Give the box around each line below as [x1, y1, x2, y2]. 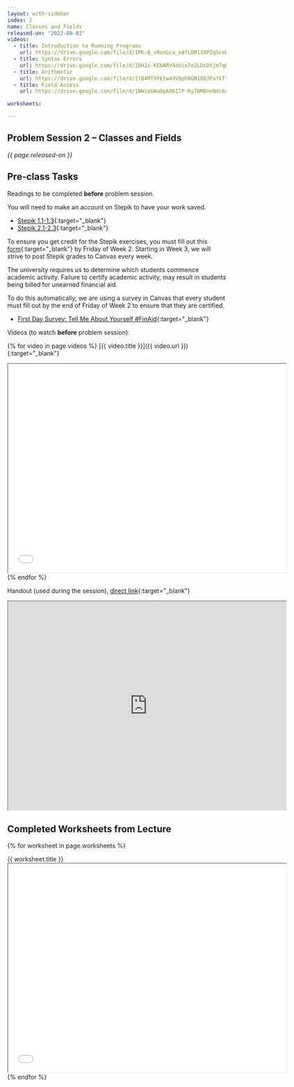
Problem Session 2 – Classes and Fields [7, 132, 182, 144]
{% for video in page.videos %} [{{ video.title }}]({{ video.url [7, 342, 179, 350]
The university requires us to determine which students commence [7, 265, 199, 273]
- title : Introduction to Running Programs [13, 42, 141, 49]
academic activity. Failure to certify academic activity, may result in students [7, 273, 227, 281]
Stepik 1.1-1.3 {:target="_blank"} [17, 216, 106, 225]
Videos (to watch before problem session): [7, 328, 130, 336]
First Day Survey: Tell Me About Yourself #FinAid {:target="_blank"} [17, 315, 209, 323]
